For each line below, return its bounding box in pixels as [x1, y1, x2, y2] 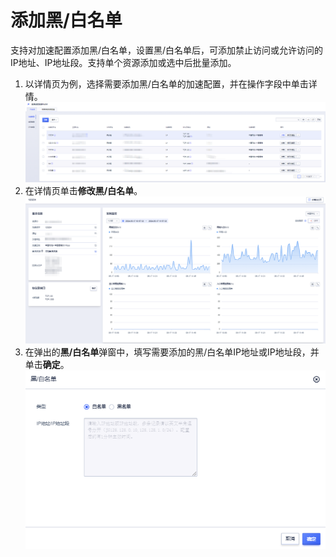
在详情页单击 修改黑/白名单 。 [24, 184, 143, 196]
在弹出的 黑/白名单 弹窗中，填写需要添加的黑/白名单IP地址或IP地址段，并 [24, 346, 320, 358]
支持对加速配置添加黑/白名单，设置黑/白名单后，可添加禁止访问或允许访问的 [10, 44, 324, 56]
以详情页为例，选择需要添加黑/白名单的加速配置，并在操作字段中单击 [24, 77, 309, 90]
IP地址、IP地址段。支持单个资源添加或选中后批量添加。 [10, 56, 237, 68]
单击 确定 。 [24, 358, 70, 370]
